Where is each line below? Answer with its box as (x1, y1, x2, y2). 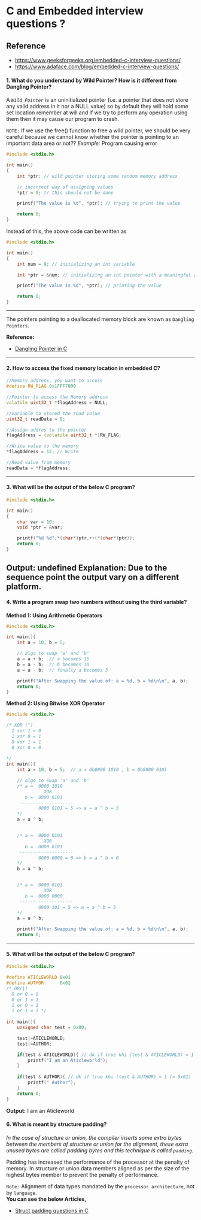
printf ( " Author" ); (28, 1079, 77, 1086)
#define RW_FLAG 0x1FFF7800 (6, 383, 77, 390)
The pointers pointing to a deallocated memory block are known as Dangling (6, 315, 194, 323)
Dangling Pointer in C (14, 345, 68, 353)
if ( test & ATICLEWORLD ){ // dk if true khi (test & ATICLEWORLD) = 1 (17, 1052, 194, 1058)
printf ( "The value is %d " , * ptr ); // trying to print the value (17, 201, 181, 207)
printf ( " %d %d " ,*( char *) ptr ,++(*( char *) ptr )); (17, 535, 135, 541)
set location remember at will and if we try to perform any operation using (6, 109, 188, 116)
